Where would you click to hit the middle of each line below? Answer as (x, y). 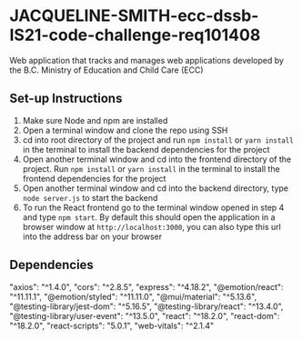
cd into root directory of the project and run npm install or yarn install (158, 140)
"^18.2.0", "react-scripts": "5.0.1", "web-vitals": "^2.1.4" (112, 325)
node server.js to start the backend (90, 197)
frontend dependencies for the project (94, 178)
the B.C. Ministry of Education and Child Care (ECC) (106, 70)
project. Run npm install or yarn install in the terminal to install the (151, 168)
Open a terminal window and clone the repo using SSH (125, 130)
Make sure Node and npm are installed (95, 120)
